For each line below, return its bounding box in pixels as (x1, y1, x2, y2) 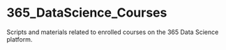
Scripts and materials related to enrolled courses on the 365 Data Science (6, 28, 219, 36)
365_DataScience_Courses (6, 5, 167, 21)
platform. (6, 35, 33, 43)
